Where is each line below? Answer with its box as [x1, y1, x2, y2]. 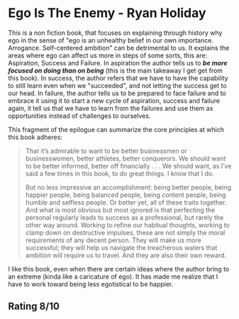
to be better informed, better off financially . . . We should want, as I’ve [25, 161, 232, 170]
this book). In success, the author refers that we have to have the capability [8, 73, 229, 82]
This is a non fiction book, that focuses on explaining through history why [8, 28, 223, 37]
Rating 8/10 [8, 301, 60, 313]
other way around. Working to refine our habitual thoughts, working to [25, 220, 230, 229]
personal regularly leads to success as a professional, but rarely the [25, 213, 224, 222]
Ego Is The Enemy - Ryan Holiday [8, 5, 206, 21]
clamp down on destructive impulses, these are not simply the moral [25, 228, 226, 237]
